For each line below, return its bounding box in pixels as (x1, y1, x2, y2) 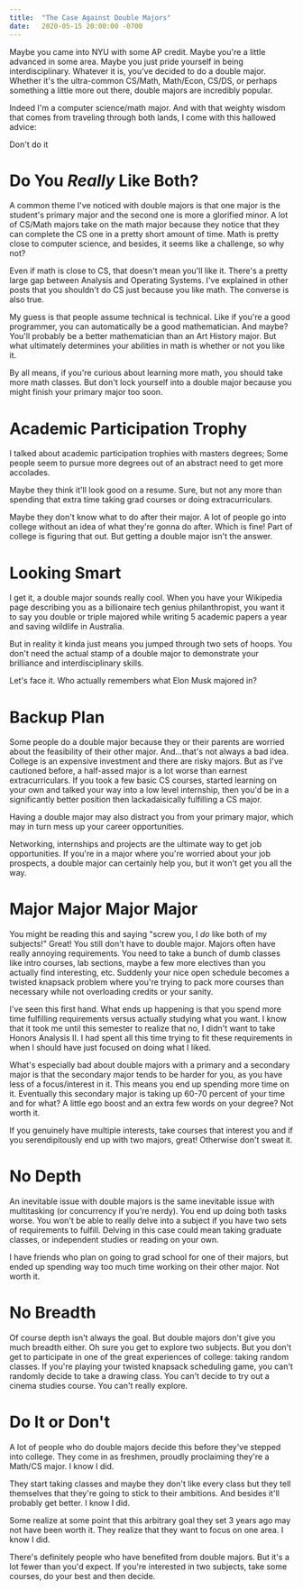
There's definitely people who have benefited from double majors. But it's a (9, 1552, 290, 1562)
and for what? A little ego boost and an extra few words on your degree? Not (9, 1098, 294, 1109)
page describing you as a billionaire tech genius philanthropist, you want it (9, 602, 286, 613)
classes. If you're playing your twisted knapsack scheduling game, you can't (9, 1361, 293, 1372)
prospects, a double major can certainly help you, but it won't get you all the (9, 858, 292, 869)
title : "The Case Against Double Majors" (9, 13, 171, 23)
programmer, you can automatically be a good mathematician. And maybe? (9, 321, 289, 332)
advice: (9, 121, 37, 132)
